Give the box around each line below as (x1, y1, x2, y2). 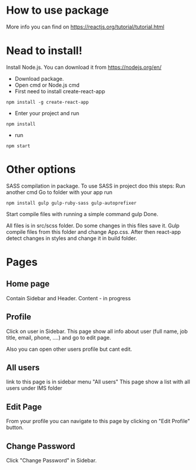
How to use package (6, 4, 109, 17)
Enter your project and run (14, 109, 80, 116)
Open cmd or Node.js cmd (14, 81, 80, 88)
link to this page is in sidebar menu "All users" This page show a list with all (6, 378, 190, 386)
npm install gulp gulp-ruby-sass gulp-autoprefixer (6, 200, 137, 206)
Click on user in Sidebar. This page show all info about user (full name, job (6, 328, 188, 335)
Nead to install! (6, 44, 83, 58)
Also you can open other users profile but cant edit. (6, 345, 132, 352)
